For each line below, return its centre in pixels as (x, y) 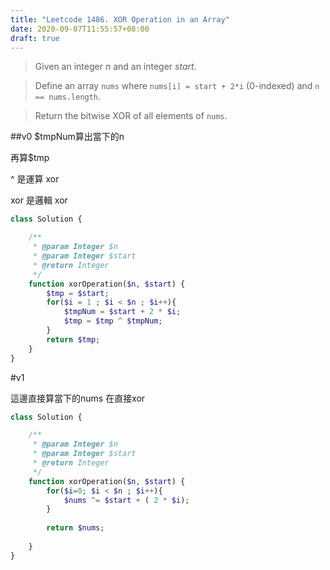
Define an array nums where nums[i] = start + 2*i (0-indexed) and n (177, 86)
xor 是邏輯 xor (39, 200)
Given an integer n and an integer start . (115, 67)
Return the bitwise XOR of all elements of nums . (131, 116)
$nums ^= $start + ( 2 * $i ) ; (126, 500)
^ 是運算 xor (35, 179)
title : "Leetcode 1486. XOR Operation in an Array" (120, 19)
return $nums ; (75, 528)
